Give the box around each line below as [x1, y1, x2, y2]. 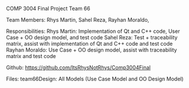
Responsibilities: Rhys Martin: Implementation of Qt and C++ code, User [6, 28, 180, 35]
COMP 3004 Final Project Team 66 [6, 5, 90, 12]
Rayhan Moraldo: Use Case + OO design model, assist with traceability [6, 46, 177, 53]
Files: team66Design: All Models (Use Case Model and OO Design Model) [6, 76, 184, 82]
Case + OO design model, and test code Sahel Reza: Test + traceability [6, 34, 178, 40]
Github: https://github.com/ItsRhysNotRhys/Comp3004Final [6, 64, 151, 71]
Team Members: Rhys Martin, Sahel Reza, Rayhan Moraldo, [6, 16, 150, 23]
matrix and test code [6, 53, 56, 59]
